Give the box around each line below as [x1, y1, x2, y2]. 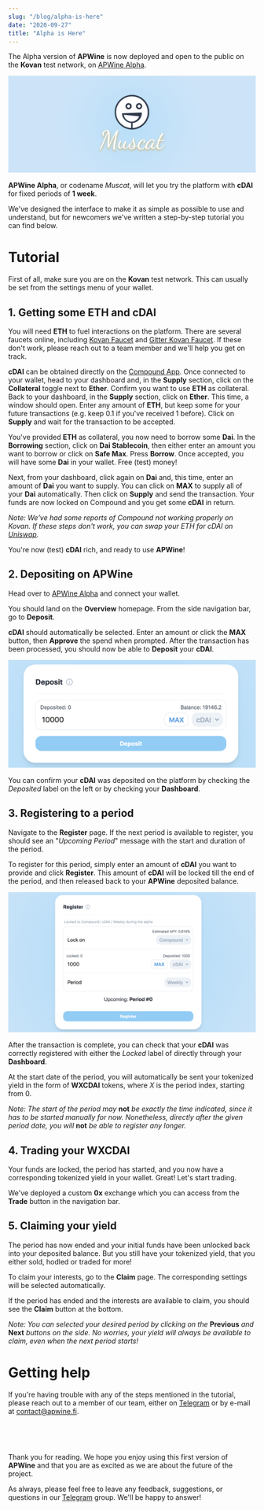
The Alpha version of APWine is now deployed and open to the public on [8, 52, 245, 61]
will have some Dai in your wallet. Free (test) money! [8, 457, 178, 467]
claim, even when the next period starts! [8, 1336, 139, 1346]
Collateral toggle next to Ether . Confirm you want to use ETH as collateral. [8, 384, 250, 393]
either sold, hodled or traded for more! [8, 1257, 132, 1266]
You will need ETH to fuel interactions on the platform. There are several [8, 327, 242, 336]
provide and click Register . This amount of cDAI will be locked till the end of [8, 868, 255, 877]
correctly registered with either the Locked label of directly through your [8, 1049, 242, 1058]
